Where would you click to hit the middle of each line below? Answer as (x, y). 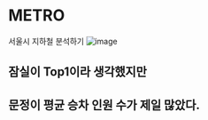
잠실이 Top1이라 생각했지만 (77, 72)
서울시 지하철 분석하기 (46, 41)
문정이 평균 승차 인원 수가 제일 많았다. (104, 104)
